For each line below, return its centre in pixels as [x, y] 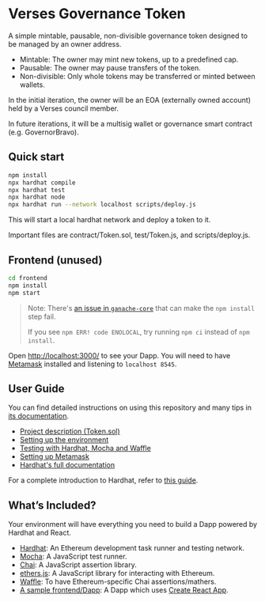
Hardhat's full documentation [67, 465]
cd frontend [28, 278]
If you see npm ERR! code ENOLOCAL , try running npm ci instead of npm [139, 331]
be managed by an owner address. [65, 44]
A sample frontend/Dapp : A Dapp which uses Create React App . [124, 590]
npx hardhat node [37, 197]
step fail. [42, 316]
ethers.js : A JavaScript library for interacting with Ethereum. [117, 574]
